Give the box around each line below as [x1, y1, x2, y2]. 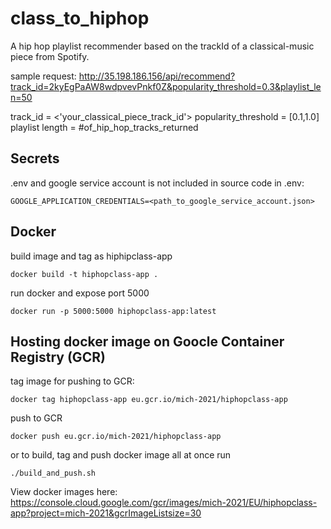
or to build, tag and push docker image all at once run [10, 449, 232, 461]
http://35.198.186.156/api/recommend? [78, 70, 236, 82]
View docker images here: [10, 486, 118, 498]
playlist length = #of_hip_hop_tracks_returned [10, 121, 199, 133]
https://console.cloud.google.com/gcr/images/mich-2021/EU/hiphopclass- [10, 497, 318, 509]
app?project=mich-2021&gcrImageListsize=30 [10, 507, 202, 519]
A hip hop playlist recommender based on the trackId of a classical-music [10, 40, 315, 52]
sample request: [10, 70, 77, 82]
